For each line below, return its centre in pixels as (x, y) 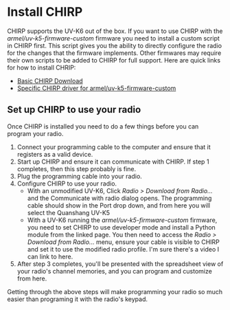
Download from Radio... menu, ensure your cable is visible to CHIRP (123, 242)
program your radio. (35, 133)
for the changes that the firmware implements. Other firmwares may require (114, 53)
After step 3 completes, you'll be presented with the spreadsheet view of (120, 264)
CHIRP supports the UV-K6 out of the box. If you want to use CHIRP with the (115, 31)
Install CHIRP (45, 12)
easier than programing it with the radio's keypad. (78, 299)
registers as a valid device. (55, 154)
